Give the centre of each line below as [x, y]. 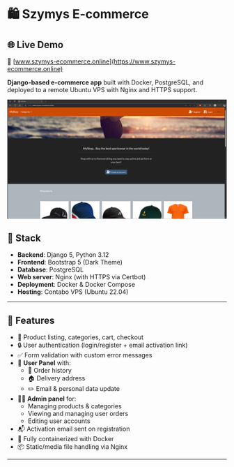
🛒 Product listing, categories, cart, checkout [80, 337]
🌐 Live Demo [36, 44]
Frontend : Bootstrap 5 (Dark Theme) [70, 262]
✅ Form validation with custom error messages [85, 355]
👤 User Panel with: [44, 363]
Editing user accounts [59, 421]
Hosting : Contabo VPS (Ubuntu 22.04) [73, 292]
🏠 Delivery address [56, 378]
